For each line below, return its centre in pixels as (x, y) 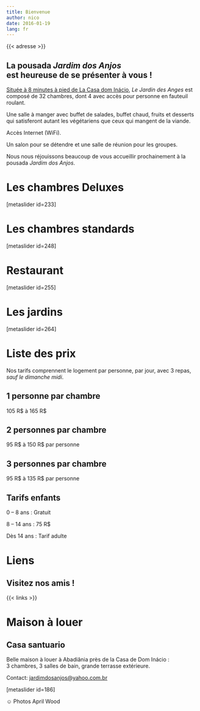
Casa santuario (36, 645)
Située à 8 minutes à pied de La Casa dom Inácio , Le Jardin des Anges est (100, 90)
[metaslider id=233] (31, 204)
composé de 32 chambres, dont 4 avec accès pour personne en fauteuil (97, 96)
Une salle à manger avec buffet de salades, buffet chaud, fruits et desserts (100, 115)
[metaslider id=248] (31, 246)
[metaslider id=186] (31, 689)
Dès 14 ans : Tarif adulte (37, 536)
